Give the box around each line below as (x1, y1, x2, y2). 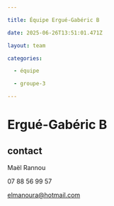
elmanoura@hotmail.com (7, 191, 81, 199)
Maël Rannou (7, 164, 46, 171)
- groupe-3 (13, 80, 46, 87)
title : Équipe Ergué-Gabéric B (7, 16, 100, 23)
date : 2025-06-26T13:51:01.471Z (7, 29, 103, 36)
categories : (7, 54, 42, 62)
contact (7, 145, 42, 157)
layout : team (7, 42, 46, 49)
